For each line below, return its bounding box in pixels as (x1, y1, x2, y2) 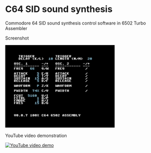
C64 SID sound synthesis (5, 3, 112, 15)
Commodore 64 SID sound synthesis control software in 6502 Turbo (5, 20, 146, 26)
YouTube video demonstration (5, 132, 67, 138)
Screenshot (5, 35, 29, 41)
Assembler (5, 25, 27, 31)
